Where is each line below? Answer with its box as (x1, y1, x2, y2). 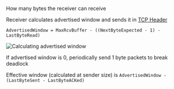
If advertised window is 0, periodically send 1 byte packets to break (6, 54, 168, 60)
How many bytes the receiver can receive (6, 5, 106, 12)
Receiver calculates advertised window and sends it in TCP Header (6, 16, 168, 23)
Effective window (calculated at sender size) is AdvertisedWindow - (6, 72, 166, 78)
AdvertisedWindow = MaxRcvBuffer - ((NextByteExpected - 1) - (6, 27, 161, 33)
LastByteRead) (6, 33, 41, 38)
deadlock (6, 60, 29, 67)
